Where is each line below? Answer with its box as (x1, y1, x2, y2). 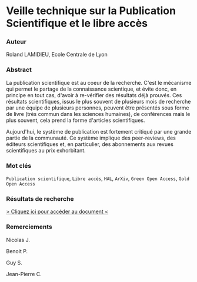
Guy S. (6, 259, 22, 266)
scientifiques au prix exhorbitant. (6, 147, 86, 154)
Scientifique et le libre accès (6, 16, 148, 30)
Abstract (6, 66, 32, 74)
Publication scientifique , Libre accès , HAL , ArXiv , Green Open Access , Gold (6, 175, 190, 182)
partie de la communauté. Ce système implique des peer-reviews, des (6, 134, 176, 141)
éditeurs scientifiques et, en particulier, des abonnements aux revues (6, 140, 173, 148)
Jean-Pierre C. (6, 270, 42, 277)
